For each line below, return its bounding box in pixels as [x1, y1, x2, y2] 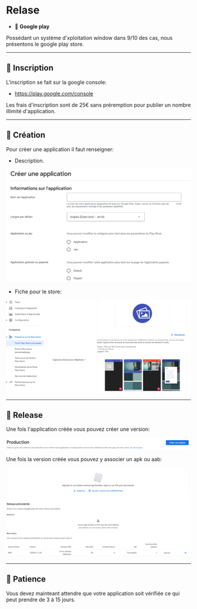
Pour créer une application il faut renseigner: [6, 146, 114, 153]
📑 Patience [6, 574, 46, 584]
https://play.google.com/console [14, 90, 94, 97]
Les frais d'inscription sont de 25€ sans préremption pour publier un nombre [6, 101, 192, 109]
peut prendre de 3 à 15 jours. [6, 596, 76, 603]
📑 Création [6, 130, 46, 140]
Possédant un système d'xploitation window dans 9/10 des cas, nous [6, 34, 173, 41]
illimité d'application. [6, 107, 56, 114]
